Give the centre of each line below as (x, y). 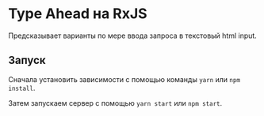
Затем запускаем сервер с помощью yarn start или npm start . (115, 103)
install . (22, 88)
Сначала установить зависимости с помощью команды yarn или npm (124, 79)
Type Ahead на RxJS (78, 14)
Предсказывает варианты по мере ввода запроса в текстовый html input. (133, 36)
